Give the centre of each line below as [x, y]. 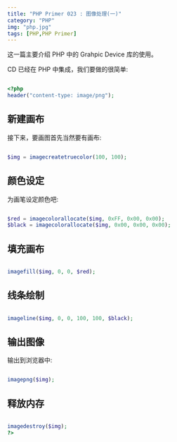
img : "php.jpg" [29, 27]
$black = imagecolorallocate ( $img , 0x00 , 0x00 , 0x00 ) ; [89, 225]
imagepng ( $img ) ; [31, 380]
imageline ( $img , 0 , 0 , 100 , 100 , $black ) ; [70, 318]
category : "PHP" [31, 20]
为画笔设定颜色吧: [33, 199]
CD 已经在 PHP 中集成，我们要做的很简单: [68, 69]
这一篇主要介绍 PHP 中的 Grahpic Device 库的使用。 [83, 54]
